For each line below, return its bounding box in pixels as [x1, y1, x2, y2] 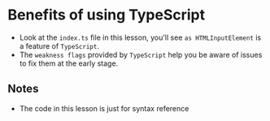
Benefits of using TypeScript [7, 6, 205, 24]
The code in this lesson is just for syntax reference [19, 103, 189, 113]
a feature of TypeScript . [19, 41, 99, 50]
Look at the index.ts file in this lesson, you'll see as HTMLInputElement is [19, 32, 262, 42]
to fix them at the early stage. [19, 58, 119, 68]
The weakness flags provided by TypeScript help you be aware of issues [19, 50, 263, 59]
